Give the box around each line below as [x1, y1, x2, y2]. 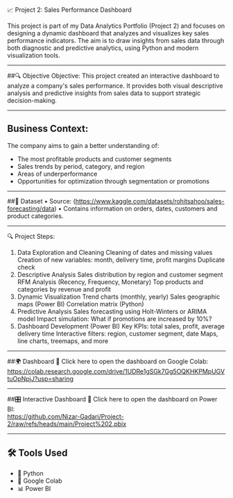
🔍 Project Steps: [7, 232, 55, 240]
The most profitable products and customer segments [17, 155, 172, 163]
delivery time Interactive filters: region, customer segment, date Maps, [17, 329, 218, 338]
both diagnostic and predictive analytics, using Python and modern [7, 44, 199, 52]
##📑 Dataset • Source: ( [7, 197, 76, 205]
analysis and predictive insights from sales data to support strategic [7, 89, 201, 97]
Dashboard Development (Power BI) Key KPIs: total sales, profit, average [17, 322, 225, 330]
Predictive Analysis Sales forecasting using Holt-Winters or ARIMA [17, 307, 207, 315]
